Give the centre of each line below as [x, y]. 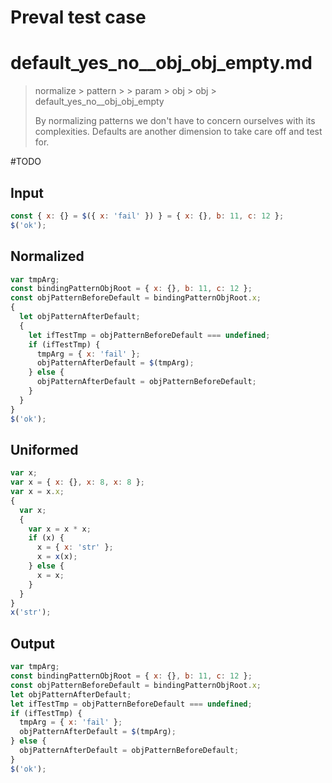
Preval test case [78, 17]
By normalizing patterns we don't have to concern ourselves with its [175, 121]
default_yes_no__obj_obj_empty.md [161, 63]
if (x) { [46, 538]
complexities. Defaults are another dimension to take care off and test [178, 132]
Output [32, 643]
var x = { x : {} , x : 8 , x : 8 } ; [78, 482]
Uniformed [44, 449]
